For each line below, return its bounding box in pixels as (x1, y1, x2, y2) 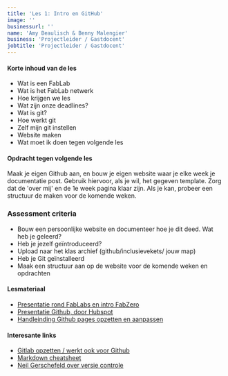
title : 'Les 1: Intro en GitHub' (7, 10, 104, 17)
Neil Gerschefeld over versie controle (17, 361, 124, 370)
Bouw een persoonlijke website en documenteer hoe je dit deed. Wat (17, 225, 213, 233)
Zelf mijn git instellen (17, 123, 77, 132)
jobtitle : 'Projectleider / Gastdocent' (7, 42, 126, 49)
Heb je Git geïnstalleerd (17, 254, 85, 262)
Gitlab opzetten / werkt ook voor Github (17, 346, 130, 354)
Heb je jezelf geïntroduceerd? (17, 239, 102, 248)
